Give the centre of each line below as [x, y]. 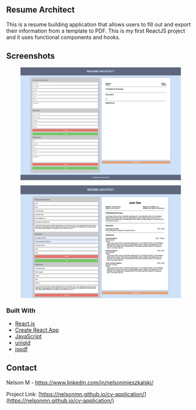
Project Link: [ [23, 394]
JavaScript [28, 336]
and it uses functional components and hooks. [64, 37]
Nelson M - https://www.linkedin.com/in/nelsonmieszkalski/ [80, 382]
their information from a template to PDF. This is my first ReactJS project [96, 31]
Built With [21, 310]
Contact [22, 368]
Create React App [37, 329]
